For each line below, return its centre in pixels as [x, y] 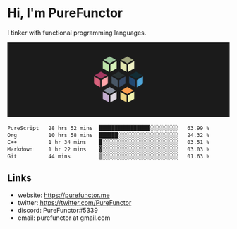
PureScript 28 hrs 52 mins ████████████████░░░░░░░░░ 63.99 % [109, 128]
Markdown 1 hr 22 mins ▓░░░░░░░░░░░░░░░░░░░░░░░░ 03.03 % [109, 149]
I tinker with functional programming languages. [77, 33]
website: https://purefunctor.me [64, 195]
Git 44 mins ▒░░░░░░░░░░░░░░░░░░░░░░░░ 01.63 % [109, 156]
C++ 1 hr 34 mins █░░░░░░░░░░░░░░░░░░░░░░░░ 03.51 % [109, 142]
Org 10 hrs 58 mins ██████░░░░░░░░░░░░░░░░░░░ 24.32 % [109, 135]
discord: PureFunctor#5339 [58, 210]
